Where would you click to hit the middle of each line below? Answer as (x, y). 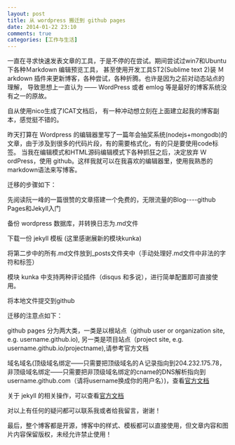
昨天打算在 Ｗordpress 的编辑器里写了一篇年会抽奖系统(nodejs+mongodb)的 (117, 135)
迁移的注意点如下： (35, 316)
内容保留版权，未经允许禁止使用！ (62, 434)
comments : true (29, 33)
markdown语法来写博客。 (44, 170)
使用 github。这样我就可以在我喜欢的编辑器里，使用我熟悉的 (126, 161)
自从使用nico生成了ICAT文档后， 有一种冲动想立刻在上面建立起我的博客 (110, 111)
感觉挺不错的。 (41, 120)
